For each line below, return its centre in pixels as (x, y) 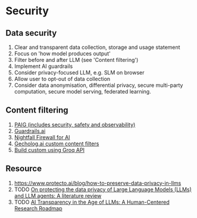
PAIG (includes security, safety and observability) (75, 124)
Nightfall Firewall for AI (42, 137)
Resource (24, 169)
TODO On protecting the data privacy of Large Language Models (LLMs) (103, 189)
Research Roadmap (38, 208)
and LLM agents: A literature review (58, 195)
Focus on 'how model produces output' (62, 54)
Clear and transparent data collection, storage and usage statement (97, 47)
